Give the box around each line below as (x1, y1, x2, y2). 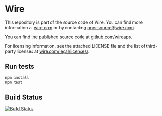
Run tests (5, 62, 34, 71)
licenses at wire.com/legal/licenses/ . (16, 48, 90, 54)
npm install (5, 75, 29, 80)
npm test (5, 80, 23, 85)
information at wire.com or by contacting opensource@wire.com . (5, 24, 135, 30)
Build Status (5, 93, 43, 101)
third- (146, 43, 158, 49)
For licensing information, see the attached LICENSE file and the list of (5, 43, 146, 49)
